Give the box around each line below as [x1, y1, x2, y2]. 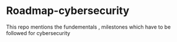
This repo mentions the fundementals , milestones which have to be [6, 23, 171, 30]
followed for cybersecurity [6, 29, 71, 36]
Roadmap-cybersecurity [6, 4, 130, 17]
